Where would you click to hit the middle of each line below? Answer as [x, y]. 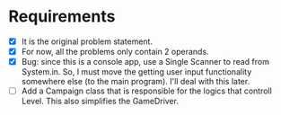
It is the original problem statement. [87, 41]
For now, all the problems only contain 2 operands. [115, 52]
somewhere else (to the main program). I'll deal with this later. [136, 82]
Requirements [62, 17]
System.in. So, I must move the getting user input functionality [136, 72]
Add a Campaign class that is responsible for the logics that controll [147, 91]
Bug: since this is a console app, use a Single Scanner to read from [145, 62]
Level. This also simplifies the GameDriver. [100, 102]
